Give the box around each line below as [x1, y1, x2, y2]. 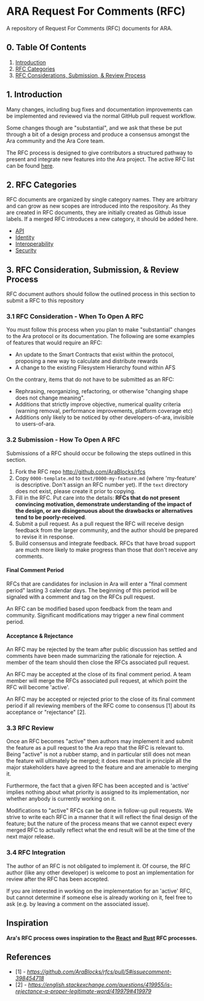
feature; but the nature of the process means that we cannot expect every [6, 820, 192, 828]
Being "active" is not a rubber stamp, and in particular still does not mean [6, 750, 191, 758]
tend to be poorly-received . [15, 513, 87, 521]
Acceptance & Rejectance [6, 632, 73, 640]
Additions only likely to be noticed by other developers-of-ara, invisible [15, 414, 194, 421]
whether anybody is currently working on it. [6, 795, 116, 803]
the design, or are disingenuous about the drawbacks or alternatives [15, 507, 194, 514]
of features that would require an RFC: [6, 339, 103, 347]
